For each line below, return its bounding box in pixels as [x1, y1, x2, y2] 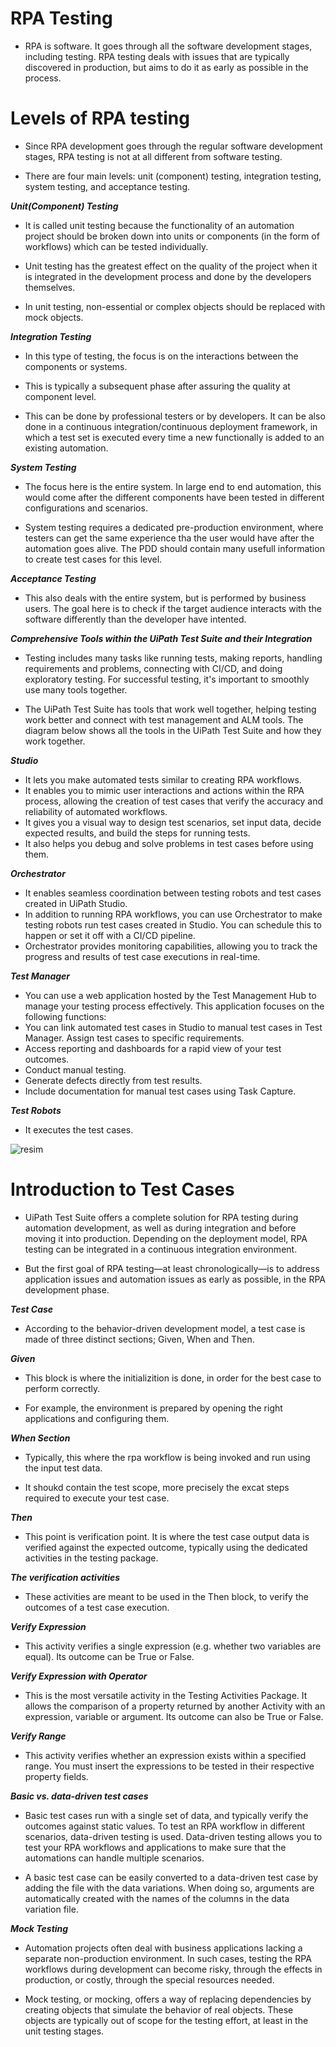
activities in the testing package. [24, 1552, 159, 1564]
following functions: [24, 1010, 107, 1022]
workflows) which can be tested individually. [24, 240, 209, 252]
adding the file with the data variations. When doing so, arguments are [24, 1882, 315, 1894]
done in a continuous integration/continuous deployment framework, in [24, 420, 318, 432]
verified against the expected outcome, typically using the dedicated [24, 1541, 308, 1553]
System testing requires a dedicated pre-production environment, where [24, 521, 324, 533]
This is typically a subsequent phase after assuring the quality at [24, 380, 291, 392]
